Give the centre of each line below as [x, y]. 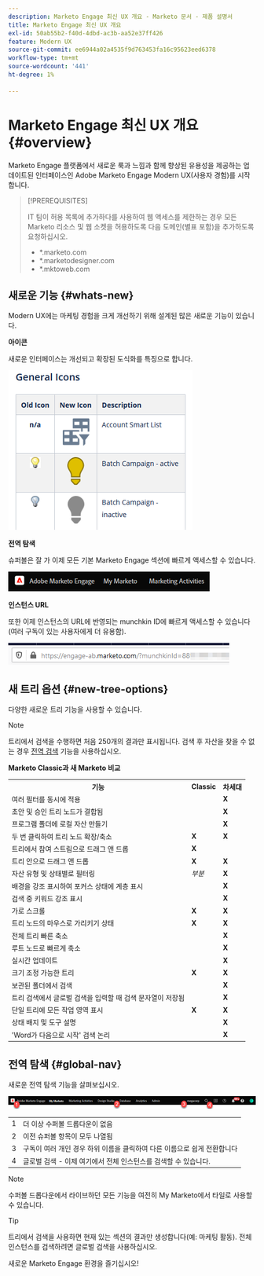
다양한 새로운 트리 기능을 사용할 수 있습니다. [75, 709]
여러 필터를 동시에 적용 [46, 799]
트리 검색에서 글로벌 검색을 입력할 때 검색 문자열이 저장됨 [98, 997]
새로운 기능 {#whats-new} [71, 295]
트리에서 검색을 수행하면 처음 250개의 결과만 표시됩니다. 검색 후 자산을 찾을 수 [128, 742]
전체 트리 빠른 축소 [40, 936]
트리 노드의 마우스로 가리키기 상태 [63, 923]
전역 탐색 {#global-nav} [65, 1064]
